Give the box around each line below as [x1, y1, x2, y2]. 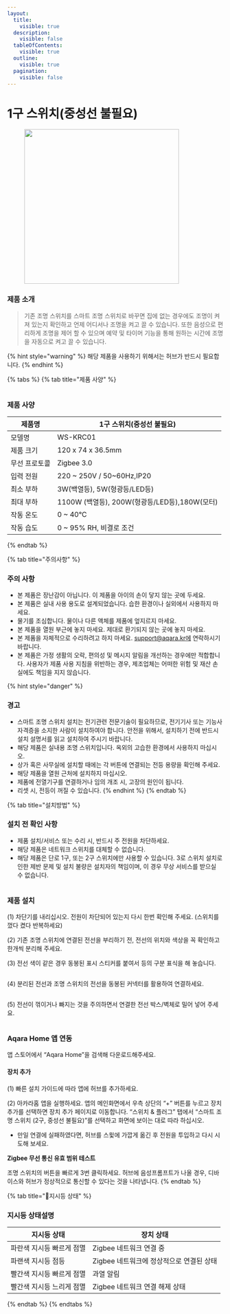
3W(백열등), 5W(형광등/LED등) [57, 484, 154, 493]
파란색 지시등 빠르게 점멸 [10, 1243, 86, 1253]
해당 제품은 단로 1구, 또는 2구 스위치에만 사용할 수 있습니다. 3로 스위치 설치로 [16, 854, 223, 862]
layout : [7, 10, 30, 17]
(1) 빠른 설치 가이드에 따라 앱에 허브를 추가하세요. [7, 1084, 139, 1093]
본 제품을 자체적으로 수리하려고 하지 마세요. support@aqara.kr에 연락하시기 [16, 634, 221, 643]
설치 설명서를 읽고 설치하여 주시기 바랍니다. [16, 735, 133, 743]
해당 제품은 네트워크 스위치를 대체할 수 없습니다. [16, 845, 146, 853]
